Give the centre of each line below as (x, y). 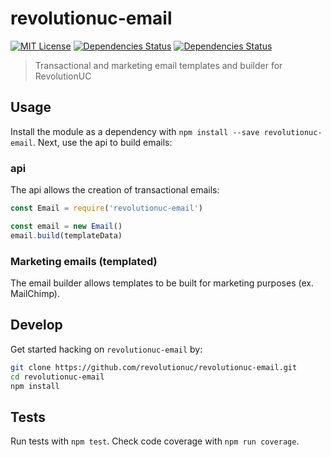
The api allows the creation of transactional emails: (115, 190)
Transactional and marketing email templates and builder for (158, 65)
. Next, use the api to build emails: (102, 142)
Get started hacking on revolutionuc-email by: (106, 349)
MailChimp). (35, 293)
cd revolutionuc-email (57, 377)
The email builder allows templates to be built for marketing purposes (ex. (162, 283)
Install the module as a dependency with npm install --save (135, 131)
